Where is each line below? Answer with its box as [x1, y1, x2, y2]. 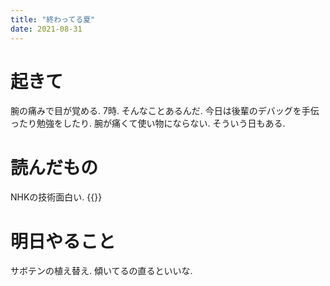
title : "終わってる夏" [10, 14, 96, 25]
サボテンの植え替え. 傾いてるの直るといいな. [10, 265, 193, 277]
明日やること [10, 230, 117, 253]
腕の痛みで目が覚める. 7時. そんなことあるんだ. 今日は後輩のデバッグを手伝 [10, 105, 320, 117]
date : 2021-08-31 [10, 24, 83, 34]
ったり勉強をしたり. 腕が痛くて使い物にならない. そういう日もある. [10, 117, 286, 130]
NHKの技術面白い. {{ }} [10, 191, 103, 203]
